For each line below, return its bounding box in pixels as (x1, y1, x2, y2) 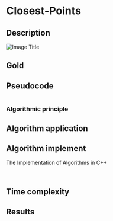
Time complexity (6, 187, 70, 197)
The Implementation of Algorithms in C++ (6, 159, 108, 166)
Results (6, 207, 35, 217)
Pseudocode (6, 81, 54, 91)
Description (6, 28, 50, 38)
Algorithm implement (6, 143, 86, 153)
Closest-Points (6, 4, 82, 18)
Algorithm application (6, 123, 88, 133)
